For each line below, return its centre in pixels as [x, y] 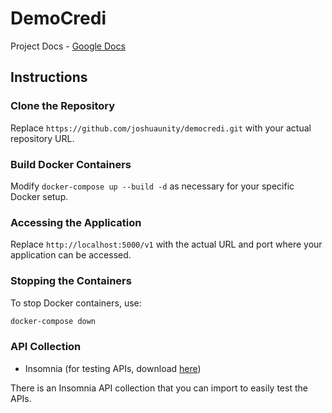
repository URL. [42, 138]
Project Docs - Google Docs [68, 46]
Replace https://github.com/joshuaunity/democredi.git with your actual [161, 128]
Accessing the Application [76, 222]
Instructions [49, 77]
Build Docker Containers [71, 164]
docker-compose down [53, 321]
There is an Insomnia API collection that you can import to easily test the [159, 388]
